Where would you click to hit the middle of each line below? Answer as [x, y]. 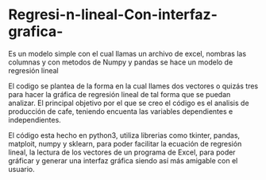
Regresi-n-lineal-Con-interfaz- [113, 15]
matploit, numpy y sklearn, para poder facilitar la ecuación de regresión [125, 143]
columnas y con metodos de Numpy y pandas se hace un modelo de [121, 62]
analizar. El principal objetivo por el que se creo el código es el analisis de [129, 103]
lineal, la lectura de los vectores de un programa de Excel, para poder [122, 152]
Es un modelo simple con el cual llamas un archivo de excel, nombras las [127, 53]
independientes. [35, 119]
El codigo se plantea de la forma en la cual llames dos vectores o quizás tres [133, 86]
